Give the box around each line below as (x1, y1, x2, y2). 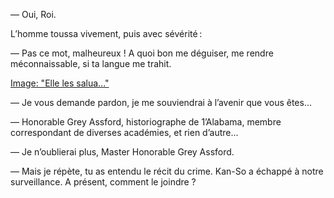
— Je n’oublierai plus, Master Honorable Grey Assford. (10, 146, 235, 158)
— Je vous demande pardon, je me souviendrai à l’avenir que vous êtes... (10, 97, 313, 108)
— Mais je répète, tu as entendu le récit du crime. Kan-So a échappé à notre (10, 165, 324, 177)
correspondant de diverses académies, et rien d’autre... (10, 127, 239, 138)
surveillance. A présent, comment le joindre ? (10, 176, 197, 188)
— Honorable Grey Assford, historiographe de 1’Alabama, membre (10, 116, 282, 128)
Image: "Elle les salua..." (10, 77, 110, 89)
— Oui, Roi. (10, 9, 57, 20)
